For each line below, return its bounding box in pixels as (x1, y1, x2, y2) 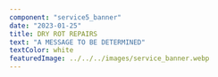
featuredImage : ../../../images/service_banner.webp (9, 54, 210, 63)
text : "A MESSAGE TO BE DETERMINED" (9, 37, 146, 47)
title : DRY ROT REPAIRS (9, 29, 98, 38)
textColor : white (9, 46, 74, 55)
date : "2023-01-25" (9, 21, 82, 30)
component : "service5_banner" (9, 12, 122, 22)
